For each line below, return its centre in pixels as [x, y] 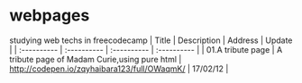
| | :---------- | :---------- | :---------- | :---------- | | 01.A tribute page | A [146, 49]
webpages [50, 16]
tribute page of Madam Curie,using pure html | [96, 59]
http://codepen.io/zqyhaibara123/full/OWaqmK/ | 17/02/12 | [119, 69]
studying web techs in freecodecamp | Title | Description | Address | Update [151, 40]
